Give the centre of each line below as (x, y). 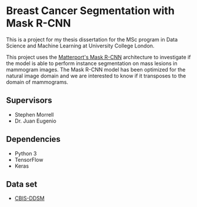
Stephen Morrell (34, 114)
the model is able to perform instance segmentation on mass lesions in (92, 63)
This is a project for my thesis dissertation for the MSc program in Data (92, 39)
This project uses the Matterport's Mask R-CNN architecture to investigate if (98, 57)
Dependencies (33, 139)
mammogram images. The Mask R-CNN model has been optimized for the (96, 69)
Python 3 (26, 153)
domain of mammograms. (37, 82)
